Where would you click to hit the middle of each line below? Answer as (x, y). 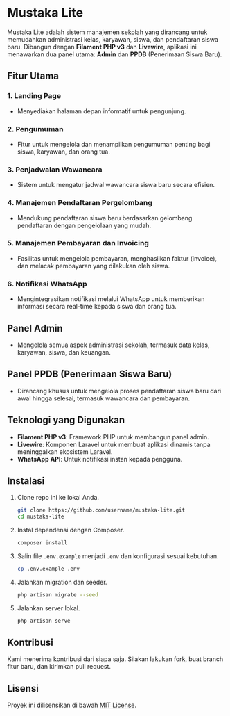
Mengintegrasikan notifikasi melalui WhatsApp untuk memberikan (111, 299)
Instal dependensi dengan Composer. (71, 530)
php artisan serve (44, 621)
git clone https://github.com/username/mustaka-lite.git (101, 510)
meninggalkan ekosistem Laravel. (65, 451)
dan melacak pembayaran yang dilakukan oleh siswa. (94, 266)
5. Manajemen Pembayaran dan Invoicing (78, 243)
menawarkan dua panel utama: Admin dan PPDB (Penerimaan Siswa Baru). (115, 54)
